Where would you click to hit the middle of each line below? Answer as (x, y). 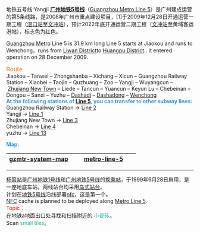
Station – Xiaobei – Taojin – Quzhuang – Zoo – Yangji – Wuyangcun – (90, 82)
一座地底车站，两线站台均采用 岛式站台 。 (56, 187)
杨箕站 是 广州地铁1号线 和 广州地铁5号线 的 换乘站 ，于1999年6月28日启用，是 (98, 179)
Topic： (16, 208)
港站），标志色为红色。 (34, 31)
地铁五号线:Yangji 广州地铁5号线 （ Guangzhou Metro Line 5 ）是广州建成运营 (99, 9)
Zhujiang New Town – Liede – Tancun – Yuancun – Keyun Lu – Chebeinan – (99, 89)
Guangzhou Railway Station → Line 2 (51, 107)
